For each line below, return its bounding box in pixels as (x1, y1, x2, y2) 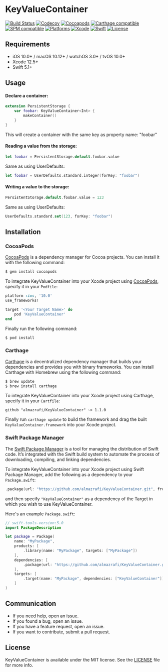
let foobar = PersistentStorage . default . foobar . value (5, 154, 120, 159)
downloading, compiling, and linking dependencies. (5, 456, 111, 463)
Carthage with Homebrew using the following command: (5, 369, 121, 375)
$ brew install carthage (5, 383, 57, 389)
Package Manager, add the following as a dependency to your (5, 471, 133, 478)
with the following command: (5, 260, 65, 266)
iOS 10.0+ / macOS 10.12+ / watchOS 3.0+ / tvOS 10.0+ (12, 53, 125, 59)
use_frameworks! (5, 298, 39, 303)
